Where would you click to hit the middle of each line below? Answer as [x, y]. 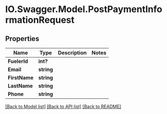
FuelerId [18, 61]
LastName [20, 86]
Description [72, 53]
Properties [22, 39]
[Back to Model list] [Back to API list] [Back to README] [63, 106]
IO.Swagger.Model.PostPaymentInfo [84, 9]
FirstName [21, 78]
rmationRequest [40, 20]
